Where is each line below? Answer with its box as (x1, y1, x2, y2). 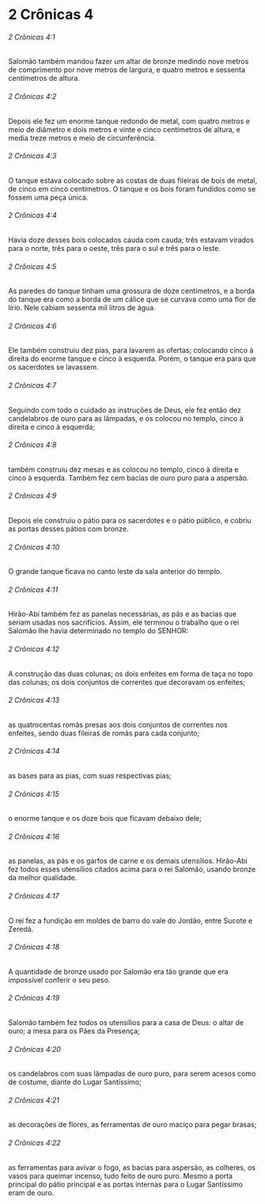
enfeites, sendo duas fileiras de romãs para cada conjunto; (8, 728, 200, 738)
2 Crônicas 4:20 (8, 1044, 62, 1054)
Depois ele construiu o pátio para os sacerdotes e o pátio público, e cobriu (8, 516, 252, 526)
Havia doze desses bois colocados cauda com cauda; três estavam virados (8, 235, 255, 245)
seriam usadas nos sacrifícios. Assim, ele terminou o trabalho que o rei (8, 617, 240, 627)
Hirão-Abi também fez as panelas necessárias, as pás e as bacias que (8, 610, 237, 619)
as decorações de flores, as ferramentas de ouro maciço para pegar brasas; (8, 1120, 257, 1130)
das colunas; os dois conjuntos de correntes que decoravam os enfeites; (8, 677, 246, 686)
